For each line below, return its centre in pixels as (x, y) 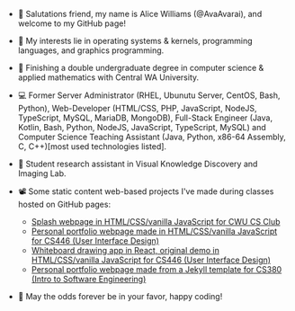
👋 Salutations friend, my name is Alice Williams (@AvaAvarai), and (140, 14)
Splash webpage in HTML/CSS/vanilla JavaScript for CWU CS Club (156, 222)
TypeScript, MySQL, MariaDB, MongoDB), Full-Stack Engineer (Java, (145, 118)
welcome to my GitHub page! (72, 23)
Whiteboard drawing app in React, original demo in (125, 250)
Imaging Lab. (42, 173)
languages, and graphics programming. (91, 50)
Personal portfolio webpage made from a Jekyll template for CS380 (156, 269)
